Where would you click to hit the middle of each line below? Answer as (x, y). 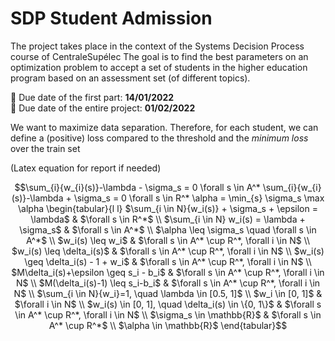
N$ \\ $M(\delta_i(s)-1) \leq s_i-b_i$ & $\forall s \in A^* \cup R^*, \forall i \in (168, 283)
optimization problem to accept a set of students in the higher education (159, 67)
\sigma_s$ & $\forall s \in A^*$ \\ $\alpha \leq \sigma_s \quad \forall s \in (168, 229)
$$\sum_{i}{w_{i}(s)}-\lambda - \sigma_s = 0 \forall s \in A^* (137, 187)
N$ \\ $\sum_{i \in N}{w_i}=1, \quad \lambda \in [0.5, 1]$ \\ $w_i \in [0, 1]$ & (168, 293)
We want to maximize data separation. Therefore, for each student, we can (164, 127)
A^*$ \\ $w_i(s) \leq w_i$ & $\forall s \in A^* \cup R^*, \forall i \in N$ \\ (168, 240)
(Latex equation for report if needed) (86, 168)
